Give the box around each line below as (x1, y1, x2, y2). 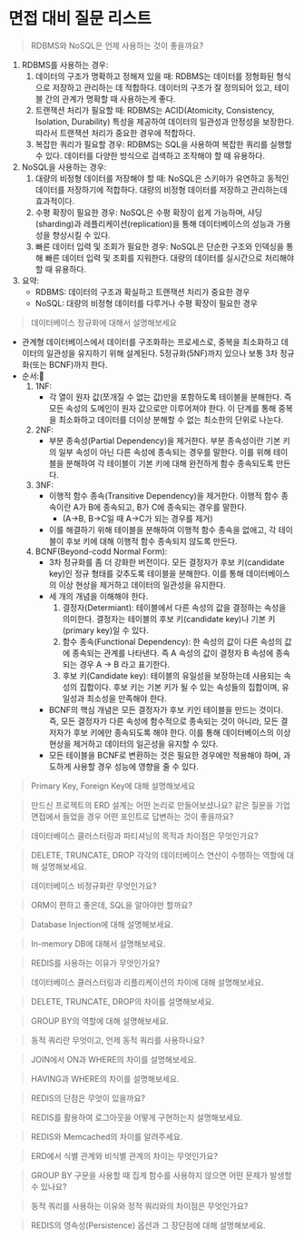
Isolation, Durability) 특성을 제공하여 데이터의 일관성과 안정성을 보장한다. (34, 115, 294, 127)
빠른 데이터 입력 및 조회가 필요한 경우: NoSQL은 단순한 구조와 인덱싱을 (34, 241, 285, 252)
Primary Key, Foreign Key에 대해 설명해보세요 (30, 780, 196, 791)
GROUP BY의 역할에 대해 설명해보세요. (30, 1015, 170, 1026)
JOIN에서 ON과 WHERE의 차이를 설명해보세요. (30, 1054, 197, 1065)
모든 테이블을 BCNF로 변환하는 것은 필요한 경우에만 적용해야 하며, (48, 749, 282, 760)
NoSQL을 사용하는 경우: (21, 161, 107, 173)
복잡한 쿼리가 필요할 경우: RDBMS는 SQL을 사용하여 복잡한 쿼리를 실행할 (34, 138, 292, 150)
